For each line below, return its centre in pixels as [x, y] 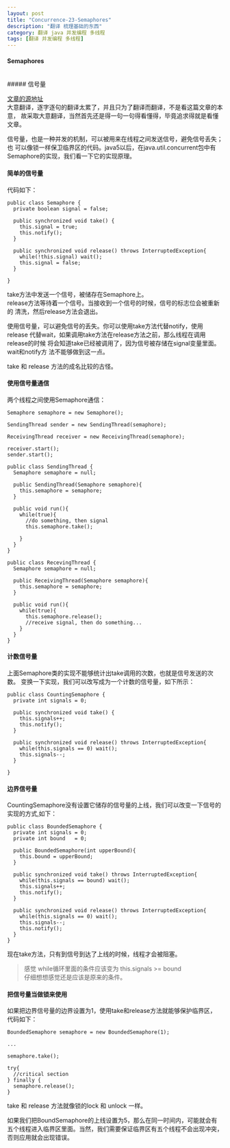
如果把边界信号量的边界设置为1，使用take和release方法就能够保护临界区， [112, 1011]
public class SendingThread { [50, 467]
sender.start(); [30, 454]
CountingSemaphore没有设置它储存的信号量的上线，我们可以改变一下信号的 [114, 805]
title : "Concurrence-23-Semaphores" [59, 20]
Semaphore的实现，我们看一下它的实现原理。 [71, 156]
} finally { [24, 1080]
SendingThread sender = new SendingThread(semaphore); [87, 425]
